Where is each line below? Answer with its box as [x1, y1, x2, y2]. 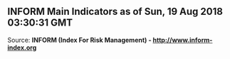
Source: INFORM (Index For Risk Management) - [7, 36, 152, 44]
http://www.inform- [152, 36, 213, 44]
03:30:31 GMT [7, 17, 73, 29]
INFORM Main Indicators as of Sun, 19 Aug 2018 [7, 6, 223, 18]
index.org [7, 43, 37, 52]
